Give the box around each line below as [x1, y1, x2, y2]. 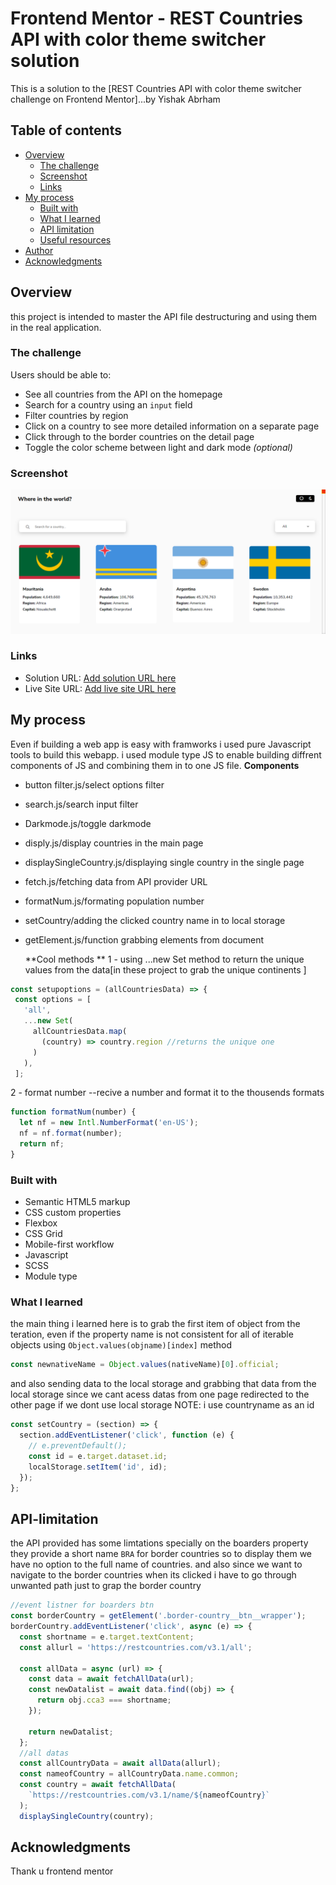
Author [24, 244, 54, 256]
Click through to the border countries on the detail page [24, 430, 255, 442]
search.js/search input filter [24, 798, 139, 810]
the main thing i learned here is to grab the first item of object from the [10, 1318, 301, 1330]
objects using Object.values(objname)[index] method [10, 1339, 232, 1351]
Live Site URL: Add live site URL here [24, 682, 177, 694]
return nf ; [19, 1139, 65, 1149]
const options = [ [14, 995, 92, 1005]
